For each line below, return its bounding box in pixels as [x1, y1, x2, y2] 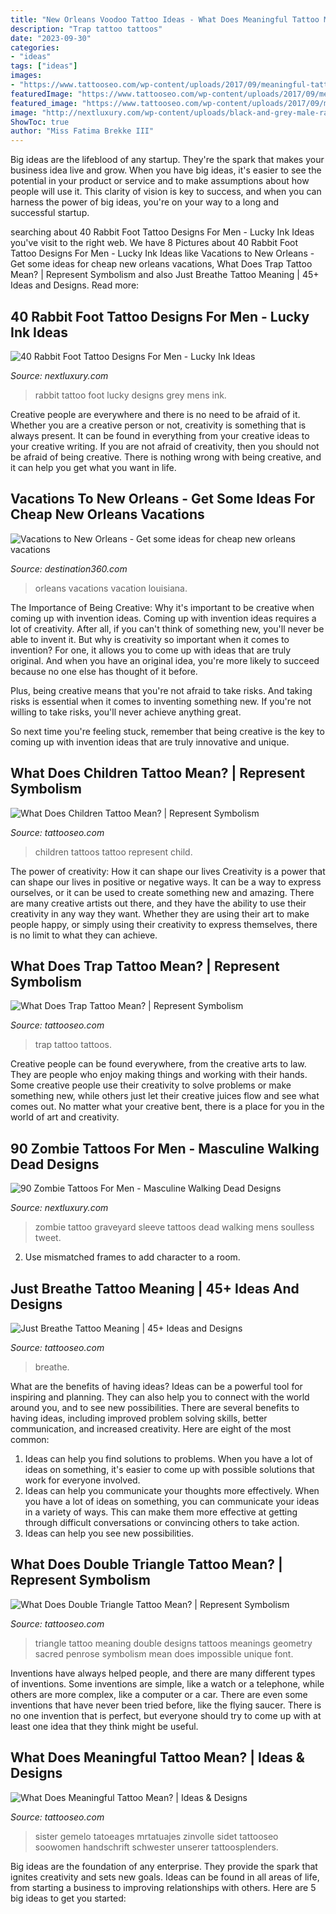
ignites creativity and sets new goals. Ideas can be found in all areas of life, [10, 1871, 320, 1883]
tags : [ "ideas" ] [10, 61, 78, 71]
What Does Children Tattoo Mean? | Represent [10, 765, 306, 782]
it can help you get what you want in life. [10, 461, 177, 473]
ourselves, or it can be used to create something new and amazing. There [10, 886, 315, 898]
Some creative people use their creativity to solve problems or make [10, 1079, 292, 1091]
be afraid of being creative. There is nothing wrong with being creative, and [10, 451, 322, 463]
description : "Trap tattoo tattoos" [10, 24, 163, 34]
